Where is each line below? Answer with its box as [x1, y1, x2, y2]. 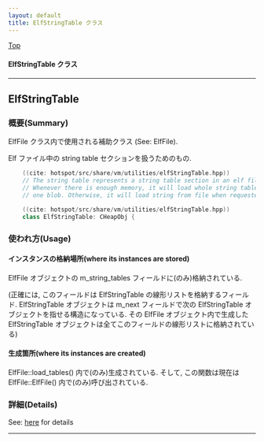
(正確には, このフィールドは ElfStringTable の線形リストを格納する [8, 289, 222, 299]
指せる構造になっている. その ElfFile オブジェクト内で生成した [49, 309, 249, 319]
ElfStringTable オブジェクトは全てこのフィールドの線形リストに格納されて [8, 319, 247, 329]
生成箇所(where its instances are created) [8, 348, 147, 358]
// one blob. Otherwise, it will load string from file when [22, 191, 226, 199]
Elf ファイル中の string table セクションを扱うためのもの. [8, 154, 192, 163]
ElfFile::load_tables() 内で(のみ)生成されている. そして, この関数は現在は [8, 367, 240, 377]
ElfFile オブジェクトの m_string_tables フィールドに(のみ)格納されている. [8, 273, 243, 282]
